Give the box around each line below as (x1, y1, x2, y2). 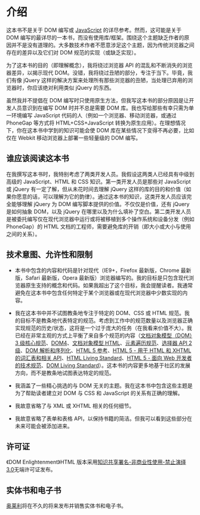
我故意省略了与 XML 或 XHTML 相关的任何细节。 (14, 402, 135, 409)
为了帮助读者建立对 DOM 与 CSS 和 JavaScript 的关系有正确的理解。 (14, 389, 183, 396)
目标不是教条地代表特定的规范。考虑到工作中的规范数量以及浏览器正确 (20, 317, 193, 324)
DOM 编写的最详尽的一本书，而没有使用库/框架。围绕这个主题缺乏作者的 (6, 34, 184, 41)
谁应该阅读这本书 (6, 153, 69, 163)
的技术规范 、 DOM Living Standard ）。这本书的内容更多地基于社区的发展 (14, 362, 191, 369)
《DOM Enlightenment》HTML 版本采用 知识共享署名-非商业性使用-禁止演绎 (6, 459, 186, 466)
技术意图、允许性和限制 (6, 250, 93, 260)
